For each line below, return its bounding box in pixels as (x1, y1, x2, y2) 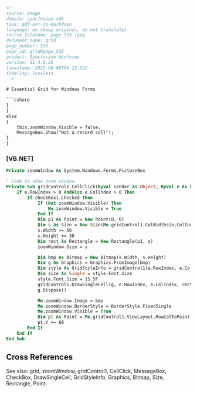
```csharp (6, 97, 30, 103)
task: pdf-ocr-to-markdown (6, 21, 72, 27)
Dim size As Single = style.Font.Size (37, 271, 133, 277)
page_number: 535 (6, 43, 49, 49)
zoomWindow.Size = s (37, 243, 88, 250)
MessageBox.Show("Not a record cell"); (16, 130, 114, 135)
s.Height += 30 (37, 233, 75, 239)
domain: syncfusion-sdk (6, 16, 64, 22)
